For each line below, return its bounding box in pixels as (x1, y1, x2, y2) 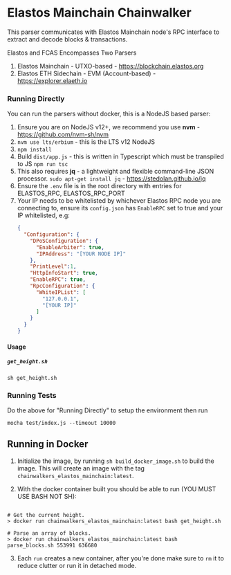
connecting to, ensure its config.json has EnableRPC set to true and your (17, 204, 223, 212)
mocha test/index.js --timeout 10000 (7, 419, 116, 426)
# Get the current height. (7, 511, 85, 518)
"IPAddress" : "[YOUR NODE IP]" (35, 250, 127, 257)
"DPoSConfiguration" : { (30, 237, 98, 244)
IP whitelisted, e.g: (17, 211, 71, 219)
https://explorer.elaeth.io (17, 76, 88, 84)
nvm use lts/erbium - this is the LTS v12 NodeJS (17, 138, 156, 146)
